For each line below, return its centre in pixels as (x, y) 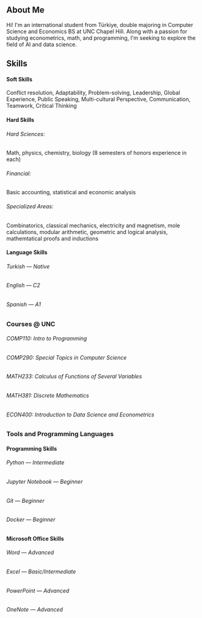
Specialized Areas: (30, 206)
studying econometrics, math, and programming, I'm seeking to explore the (101, 38)
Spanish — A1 (24, 304)
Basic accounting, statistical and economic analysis (71, 192)
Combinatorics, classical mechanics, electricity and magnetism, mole (93, 225)
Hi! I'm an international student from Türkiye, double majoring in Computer (100, 24)
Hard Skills (20, 120)
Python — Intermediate (35, 462)
